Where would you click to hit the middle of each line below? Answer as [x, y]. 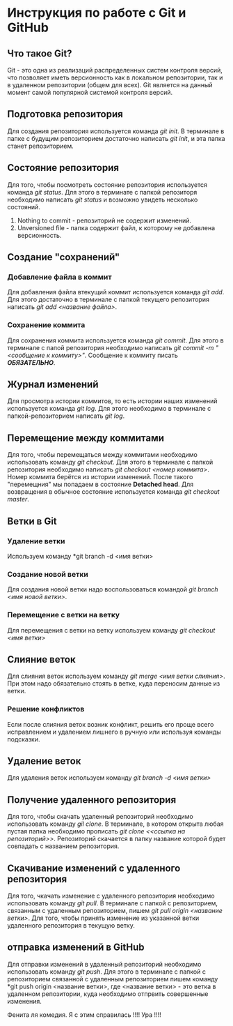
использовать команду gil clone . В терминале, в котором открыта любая [115, 824]
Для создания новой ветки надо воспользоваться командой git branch [113, 589]
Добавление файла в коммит [60, 277]
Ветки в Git [32, 521]
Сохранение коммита [46, 325]
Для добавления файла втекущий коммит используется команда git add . [116, 292]
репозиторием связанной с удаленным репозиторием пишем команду [113, 979]
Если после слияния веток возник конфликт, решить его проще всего [111, 724]
